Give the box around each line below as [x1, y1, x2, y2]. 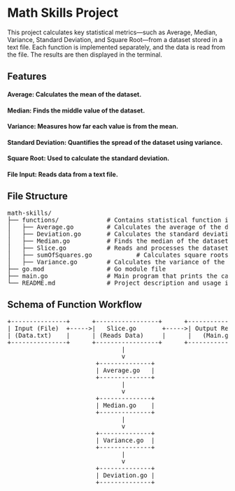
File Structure [7, 190, 68, 202]
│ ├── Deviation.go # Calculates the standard [7, 229, 199, 238]
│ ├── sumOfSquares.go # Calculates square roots [7, 250, 229, 259]
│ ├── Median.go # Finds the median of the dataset [7, 236, 229, 245]
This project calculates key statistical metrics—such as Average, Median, [7, 28, 218, 36]
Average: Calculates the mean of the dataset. [7, 90, 142, 99]
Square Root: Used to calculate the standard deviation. [7, 154, 170, 162]
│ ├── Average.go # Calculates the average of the [7, 222, 222, 231]
